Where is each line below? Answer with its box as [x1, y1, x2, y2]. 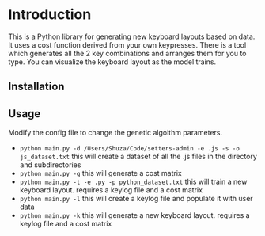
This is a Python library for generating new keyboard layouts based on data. [8, 32, 256, 41]
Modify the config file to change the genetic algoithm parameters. [8, 128, 223, 138]
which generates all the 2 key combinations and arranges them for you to [8, 48, 247, 58]
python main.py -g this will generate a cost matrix [19, 169, 182, 178]
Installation [8, 80, 65, 93]
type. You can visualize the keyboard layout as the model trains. [8, 57, 217, 67]
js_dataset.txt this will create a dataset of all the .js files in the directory [19, 152, 257, 162]
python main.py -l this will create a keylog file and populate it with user [19, 194, 253, 204]
